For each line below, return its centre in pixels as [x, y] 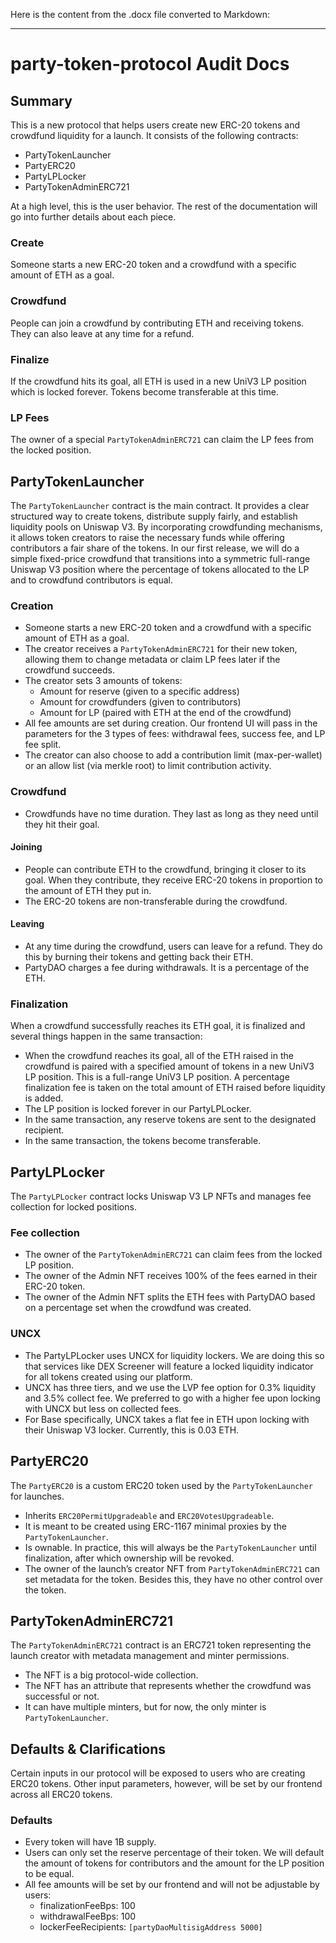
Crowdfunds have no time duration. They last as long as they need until [171, 813]
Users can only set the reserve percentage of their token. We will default [174, 1853]
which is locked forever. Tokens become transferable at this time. [144, 391]
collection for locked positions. [73, 1207]
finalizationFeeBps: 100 [87, 1906]
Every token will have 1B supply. [90, 1842]
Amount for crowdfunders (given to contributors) [140, 702]
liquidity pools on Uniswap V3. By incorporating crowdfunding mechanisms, [166, 527]
